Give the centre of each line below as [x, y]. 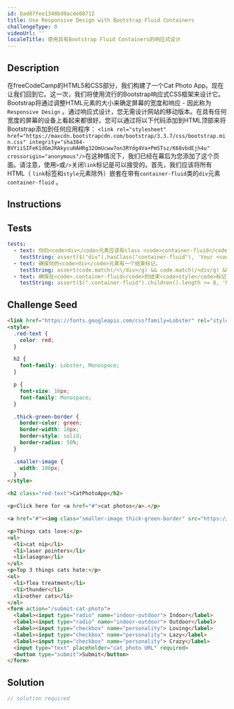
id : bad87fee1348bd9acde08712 [51, 14]
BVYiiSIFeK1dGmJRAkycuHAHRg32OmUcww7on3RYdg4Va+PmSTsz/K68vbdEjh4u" [109, 148]
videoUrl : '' [26, 33]
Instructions [34, 204]
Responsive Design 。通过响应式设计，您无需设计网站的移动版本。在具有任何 [117, 111]
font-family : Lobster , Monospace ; [70, 366]
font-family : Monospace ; [56, 398]
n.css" [17, 142]
